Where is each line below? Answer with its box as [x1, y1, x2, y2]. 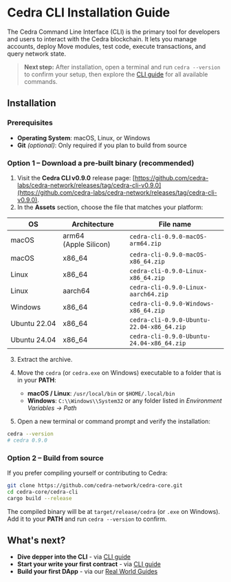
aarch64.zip [129, 290, 168, 298]
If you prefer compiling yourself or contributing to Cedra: [7, 468, 168, 477]
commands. [23, 77, 58, 85]
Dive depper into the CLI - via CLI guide [16, 552, 131, 561]
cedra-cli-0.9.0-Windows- [129, 299, 214, 308]
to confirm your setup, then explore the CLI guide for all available [23, 70, 208, 78]
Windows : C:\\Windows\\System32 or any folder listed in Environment [27, 396, 222, 405]
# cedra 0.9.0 [7, 437, 48, 444]
